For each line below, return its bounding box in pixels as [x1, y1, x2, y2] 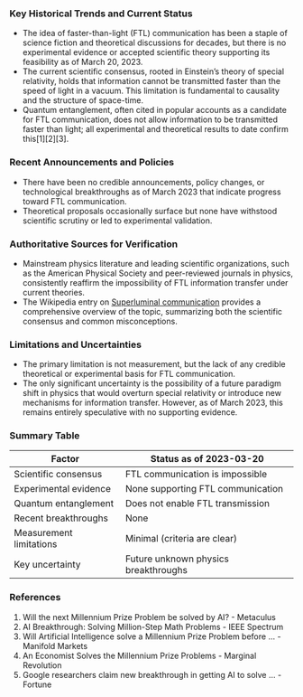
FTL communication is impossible [124, 468, 268, 481]
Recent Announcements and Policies [9, 156, 175, 169]
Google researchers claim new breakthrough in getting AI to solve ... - [22, 669, 282, 680]
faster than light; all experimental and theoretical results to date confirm [22, 124, 289, 135]
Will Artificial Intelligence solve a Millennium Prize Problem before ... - [22, 631, 281, 642]
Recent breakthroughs [14, 512, 108, 524]
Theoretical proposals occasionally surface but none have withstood [22, 205, 278, 216]
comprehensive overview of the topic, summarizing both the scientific [22, 306, 282, 316]
